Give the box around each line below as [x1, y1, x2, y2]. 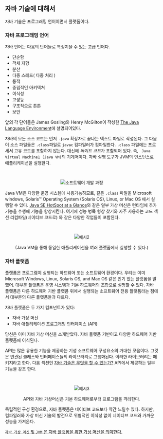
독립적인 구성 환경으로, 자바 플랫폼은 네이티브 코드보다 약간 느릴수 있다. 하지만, [5, 406, 154, 412]
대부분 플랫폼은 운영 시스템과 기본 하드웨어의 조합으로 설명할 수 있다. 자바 [15, 282, 154, 288]
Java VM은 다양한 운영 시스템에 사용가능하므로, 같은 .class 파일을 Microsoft [5, 190, 152, 196]
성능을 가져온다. [5, 419, 36, 424]
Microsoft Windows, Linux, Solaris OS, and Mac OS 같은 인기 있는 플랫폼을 [5, 276, 152, 282]
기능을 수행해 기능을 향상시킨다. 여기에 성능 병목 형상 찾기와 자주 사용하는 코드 [5, 208, 153, 214]
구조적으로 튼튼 [12, 103, 41, 109]
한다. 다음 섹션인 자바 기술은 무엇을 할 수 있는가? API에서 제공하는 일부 [21, 360, 155, 366]
